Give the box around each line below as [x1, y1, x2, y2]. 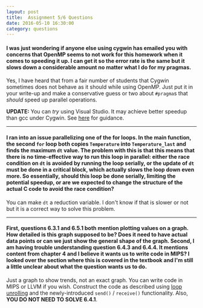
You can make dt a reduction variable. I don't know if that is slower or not [6, 199, 188, 206]
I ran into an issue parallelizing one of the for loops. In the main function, [6, 134, 192, 141]
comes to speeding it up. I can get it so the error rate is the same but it [6, 57, 185, 64]
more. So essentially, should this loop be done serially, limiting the [6, 173, 176, 180]
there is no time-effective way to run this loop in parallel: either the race [6, 153, 190, 161]
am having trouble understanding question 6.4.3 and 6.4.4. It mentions [6, 244, 188, 251]
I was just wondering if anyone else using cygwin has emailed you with [6, 44, 188, 51]
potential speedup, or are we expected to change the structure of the [6, 179, 183, 186]
